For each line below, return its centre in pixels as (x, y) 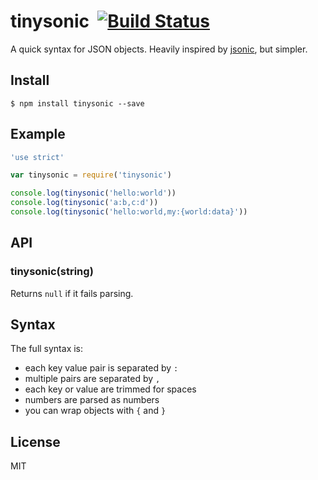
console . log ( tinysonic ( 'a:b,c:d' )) (84, 203)
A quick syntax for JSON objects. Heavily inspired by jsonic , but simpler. (159, 49)
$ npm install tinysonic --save (77, 103)
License (35, 441)
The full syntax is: (47, 349)
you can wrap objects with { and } (95, 411)
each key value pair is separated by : (101, 368)
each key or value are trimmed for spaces (110, 389)
